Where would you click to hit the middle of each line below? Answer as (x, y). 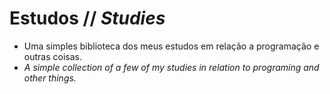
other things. (50, 78)
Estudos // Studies (87, 18)
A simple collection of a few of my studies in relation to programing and (171, 67)
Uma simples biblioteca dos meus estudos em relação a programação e (171, 46)
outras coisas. (52, 56)
